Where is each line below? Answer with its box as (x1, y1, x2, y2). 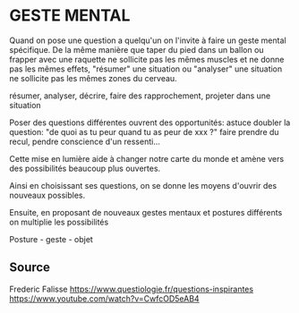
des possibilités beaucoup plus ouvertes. (9, 163, 161, 173)
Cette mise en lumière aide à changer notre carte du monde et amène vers (9, 153, 285, 164)
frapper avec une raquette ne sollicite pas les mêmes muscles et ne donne (9, 54, 285, 64)
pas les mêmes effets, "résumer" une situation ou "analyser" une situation (9, 63, 283, 74)
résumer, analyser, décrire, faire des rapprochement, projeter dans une (9, 90, 271, 101)
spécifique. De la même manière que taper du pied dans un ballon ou (9, 44, 264, 55)
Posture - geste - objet (9, 233, 94, 244)
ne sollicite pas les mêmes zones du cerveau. (9, 72, 177, 83)
